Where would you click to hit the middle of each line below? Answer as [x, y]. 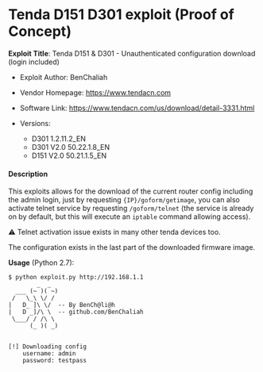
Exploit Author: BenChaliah [64, 77]
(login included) [34, 62]
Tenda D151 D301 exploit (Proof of [121, 15]
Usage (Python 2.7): [41, 263]
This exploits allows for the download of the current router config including [131, 191]
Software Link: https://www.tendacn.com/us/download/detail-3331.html [137, 108]
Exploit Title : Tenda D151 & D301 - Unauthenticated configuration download [132, 53]
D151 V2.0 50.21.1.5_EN [69, 155]
